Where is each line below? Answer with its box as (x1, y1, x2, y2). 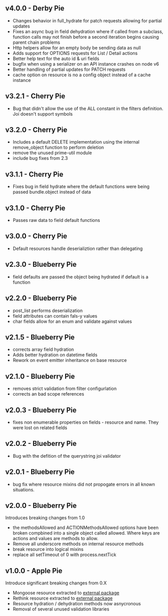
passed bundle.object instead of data (12, 189, 91, 195)
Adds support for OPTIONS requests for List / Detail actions (12, 50, 138, 56)
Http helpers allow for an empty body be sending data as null (12, 44, 141, 50)
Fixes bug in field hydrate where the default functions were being (12, 183, 150, 190)
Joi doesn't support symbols (12, 110, 73, 117)
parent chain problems (12, 39, 60, 45)
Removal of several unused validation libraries (12, 606, 109, 612)
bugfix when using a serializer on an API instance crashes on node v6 (12, 61, 159, 67)
